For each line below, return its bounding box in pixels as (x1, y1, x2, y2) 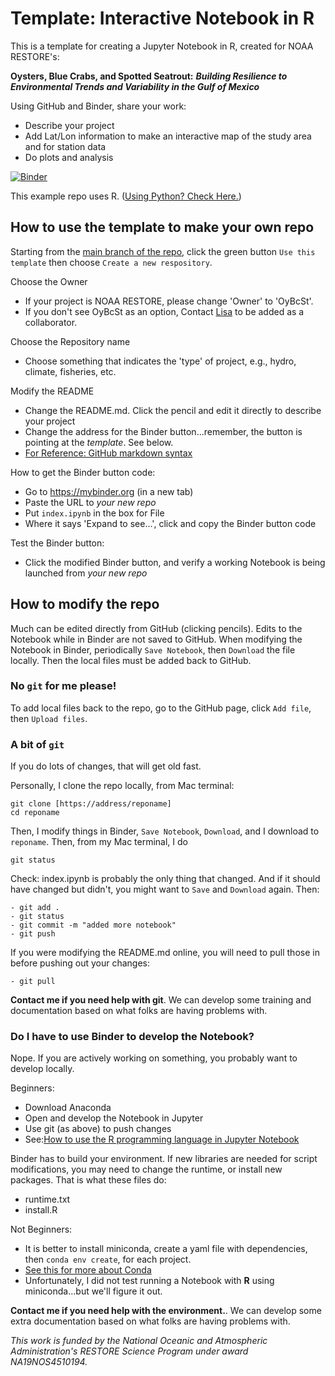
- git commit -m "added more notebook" (10, 920, 177, 931)
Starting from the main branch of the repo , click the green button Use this (10, 245, 316, 257)
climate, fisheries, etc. (24, 365, 117, 377)
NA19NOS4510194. (10, 1356, 88, 1368)
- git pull (10, 977, 56, 987)
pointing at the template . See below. (24, 436, 174, 448)
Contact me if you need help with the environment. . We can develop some (10, 1305, 322, 1317)
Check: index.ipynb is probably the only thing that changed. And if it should (10, 873, 321, 885)
